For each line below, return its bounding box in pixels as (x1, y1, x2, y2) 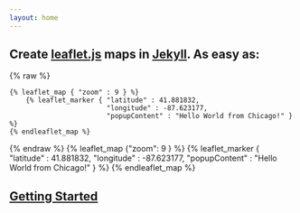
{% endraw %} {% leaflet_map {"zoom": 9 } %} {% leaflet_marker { (9, 144, 260, 154)
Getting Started (9, 189, 98, 204)
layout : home (9, 13, 59, 23)
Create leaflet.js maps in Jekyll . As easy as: (9, 47, 260, 62)
